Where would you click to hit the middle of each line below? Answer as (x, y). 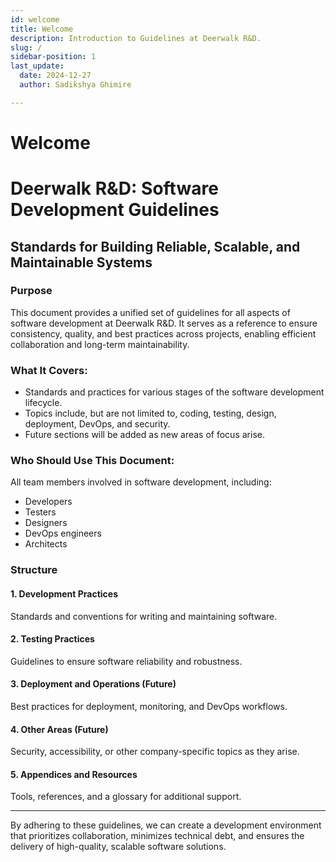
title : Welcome (42, 29)
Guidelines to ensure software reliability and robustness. (126, 661)
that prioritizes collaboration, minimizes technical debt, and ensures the (157, 836)
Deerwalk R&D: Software (114, 188)
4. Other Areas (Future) (59, 729)
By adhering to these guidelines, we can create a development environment (166, 825)
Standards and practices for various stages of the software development (174, 392)
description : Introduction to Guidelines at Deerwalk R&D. (136, 38)
